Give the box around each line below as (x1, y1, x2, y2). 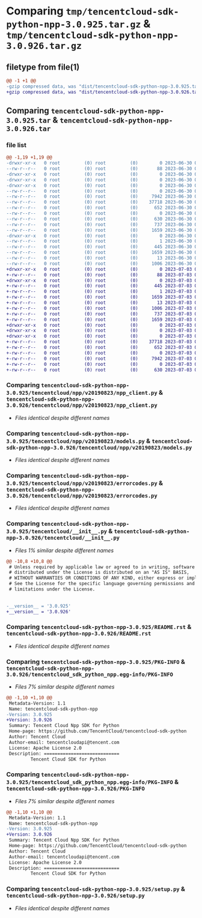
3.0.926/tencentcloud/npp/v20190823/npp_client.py (6, 402, 158, 409)
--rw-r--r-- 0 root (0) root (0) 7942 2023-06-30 (6, 193, 192, 199)
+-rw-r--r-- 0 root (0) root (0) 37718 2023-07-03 (6, 339, 192, 345)
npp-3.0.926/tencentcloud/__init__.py (6, 535, 120, 541)
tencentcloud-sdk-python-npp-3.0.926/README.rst (6, 630, 151, 637)
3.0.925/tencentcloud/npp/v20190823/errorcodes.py (6, 479, 158, 487)
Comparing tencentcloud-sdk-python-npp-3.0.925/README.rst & (6, 623, 192, 631)
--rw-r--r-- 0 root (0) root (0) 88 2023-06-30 (6, 166, 192, 172)
